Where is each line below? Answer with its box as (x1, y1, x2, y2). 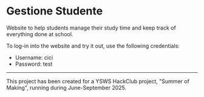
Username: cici (15, 54, 53, 61)
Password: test (15, 60, 53, 67)
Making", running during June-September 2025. (6, 84, 127, 91)
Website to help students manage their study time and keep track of (6, 24, 176, 31)
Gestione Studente (6, 4, 103, 18)
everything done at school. (6, 30, 73, 37)
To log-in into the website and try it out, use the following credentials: (6, 42, 180, 49)
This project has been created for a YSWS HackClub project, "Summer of (6, 77, 190, 85)
